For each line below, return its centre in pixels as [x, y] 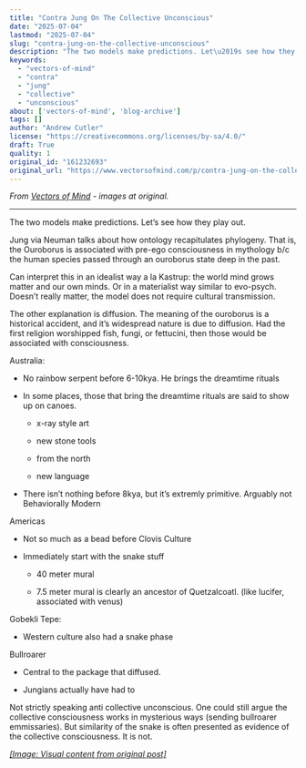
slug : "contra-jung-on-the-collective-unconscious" [109, 43]
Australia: [27, 361]
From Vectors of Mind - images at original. [89, 196]
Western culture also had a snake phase [98, 637]
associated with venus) [80, 601]
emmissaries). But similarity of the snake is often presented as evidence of [149, 727]
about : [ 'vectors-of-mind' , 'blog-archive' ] [95, 111]
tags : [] [26, 119]
